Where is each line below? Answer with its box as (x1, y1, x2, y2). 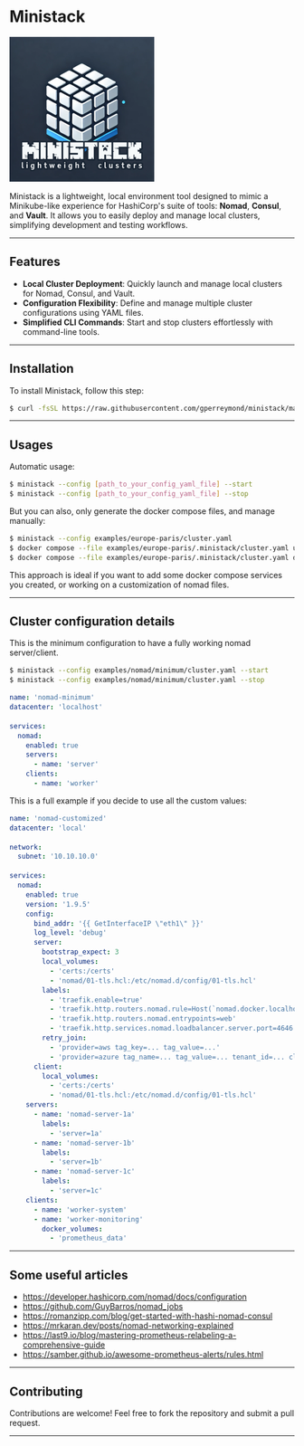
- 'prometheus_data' (49, 1233, 128, 1243)
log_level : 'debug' (33, 928, 107, 937)
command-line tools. (22, 326, 100, 337)
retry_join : (42, 1033, 88, 1042)
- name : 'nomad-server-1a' (33, 1110, 136, 1119)
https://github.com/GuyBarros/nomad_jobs (22, 1301, 184, 1312)
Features (9, 254, 61, 270)
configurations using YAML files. (22, 307, 145, 318)
